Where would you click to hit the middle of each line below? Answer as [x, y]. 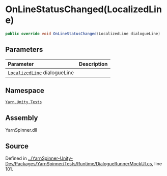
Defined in [16, 158]
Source [17, 146]
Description [93, 64]
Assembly [22, 118]
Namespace [25, 91]
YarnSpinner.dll [21, 130]
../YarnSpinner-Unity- [50, 158]
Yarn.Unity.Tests [24, 102]
